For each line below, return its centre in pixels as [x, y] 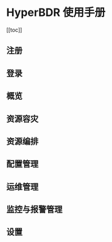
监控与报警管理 [34, 209]
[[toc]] [14, 30]
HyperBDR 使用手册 [56, 13]
